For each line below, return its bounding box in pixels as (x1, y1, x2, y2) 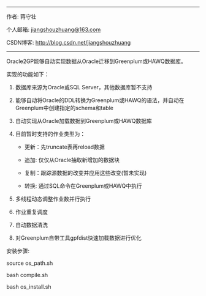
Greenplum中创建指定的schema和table (15, 105, 113, 111)
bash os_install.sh (6, 283, 51, 290)
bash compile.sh (6, 272, 48, 278)
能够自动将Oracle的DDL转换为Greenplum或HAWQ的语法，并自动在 (15, 97, 185, 104)
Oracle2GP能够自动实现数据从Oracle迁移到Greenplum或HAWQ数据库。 (6, 57, 187, 65)
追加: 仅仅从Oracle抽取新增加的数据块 (24, 157, 120, 163)
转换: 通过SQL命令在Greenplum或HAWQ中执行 (24, 182, 142, 190)
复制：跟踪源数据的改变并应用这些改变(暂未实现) (24, 169, 147, 176)
